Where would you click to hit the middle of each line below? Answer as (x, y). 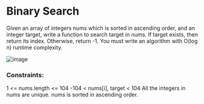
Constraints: (25, 75)
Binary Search (43, 11)
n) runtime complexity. (34, 47)
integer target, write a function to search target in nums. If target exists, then (102, 34)
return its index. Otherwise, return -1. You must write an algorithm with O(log (102, 41)
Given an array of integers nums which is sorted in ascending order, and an (101, 28)
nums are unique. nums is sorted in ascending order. (72, 95)
